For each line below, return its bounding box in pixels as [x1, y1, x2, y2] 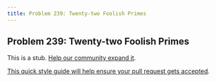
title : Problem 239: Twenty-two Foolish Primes [7, 10, 147, 17]
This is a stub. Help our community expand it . [7, 54, 137, 62]
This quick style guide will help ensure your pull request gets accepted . [7, 67, 210, 76]
